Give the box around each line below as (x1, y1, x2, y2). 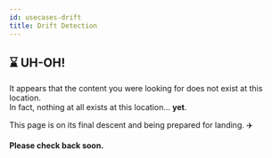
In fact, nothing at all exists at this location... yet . (9, 102, 187, 113)
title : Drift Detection (9, 21, 98, 30)
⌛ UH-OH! (9, 55, 66, 70)
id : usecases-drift (9, 12, 82, 22)
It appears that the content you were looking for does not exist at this (9, 83, 263, 94)
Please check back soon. (9, 140, 104, 151)
